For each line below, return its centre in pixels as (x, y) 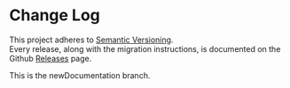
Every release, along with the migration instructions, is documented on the (145, 48)
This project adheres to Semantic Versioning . (91, 40)
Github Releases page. (51, 58)
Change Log (55, 15)
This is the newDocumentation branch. (80, 75)
